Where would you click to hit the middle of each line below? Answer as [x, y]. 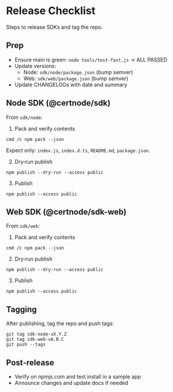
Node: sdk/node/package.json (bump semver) [78, 72]
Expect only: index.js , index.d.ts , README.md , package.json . [78, 150]
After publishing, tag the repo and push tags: [60, 323]
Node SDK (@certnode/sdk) [58, 103]
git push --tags [26, 344]
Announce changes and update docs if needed [71, 383]
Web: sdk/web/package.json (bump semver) [76, 78]
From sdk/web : [23, 226]
